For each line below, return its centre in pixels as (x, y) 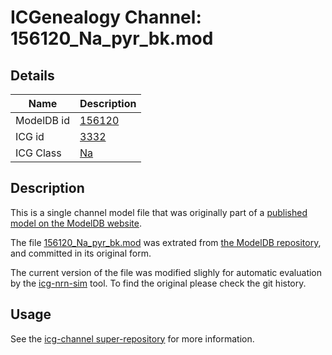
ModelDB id (43, 120)
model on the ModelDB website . (76, 223)
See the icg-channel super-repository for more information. (132, 338)
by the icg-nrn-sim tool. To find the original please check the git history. (158, 283)
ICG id (30, 136)
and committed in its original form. (81, 253)
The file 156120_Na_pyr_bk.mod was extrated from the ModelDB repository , (166, 242)
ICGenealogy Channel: (106, 17)
